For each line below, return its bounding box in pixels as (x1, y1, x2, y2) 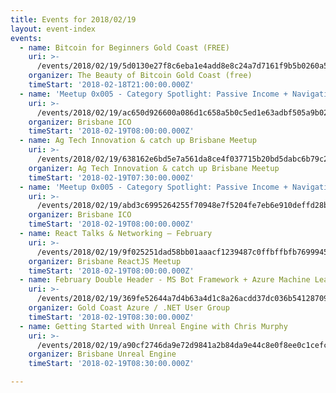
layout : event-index (10, 24, 97, 34)
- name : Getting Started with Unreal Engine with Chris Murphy (19, 321, 288, 331)
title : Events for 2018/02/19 (10, 14, 137, 25)
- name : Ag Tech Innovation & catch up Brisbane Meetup (19, 136, 257, 146)
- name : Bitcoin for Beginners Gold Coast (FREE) (19, 42, 230, 53)
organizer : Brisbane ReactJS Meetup (28, 256, 182, 266)
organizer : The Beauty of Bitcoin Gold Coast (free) (28, 71, 253, 81)
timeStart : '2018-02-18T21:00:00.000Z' (28, 80, 195, 90)
